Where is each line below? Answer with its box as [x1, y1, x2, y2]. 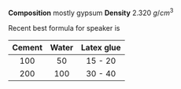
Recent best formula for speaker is [8, 23, 120, 32]
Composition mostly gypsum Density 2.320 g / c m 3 [8, 7, 174, 17]
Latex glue [81, 42, 121, 53]
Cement [12, 42, 43, 53]
